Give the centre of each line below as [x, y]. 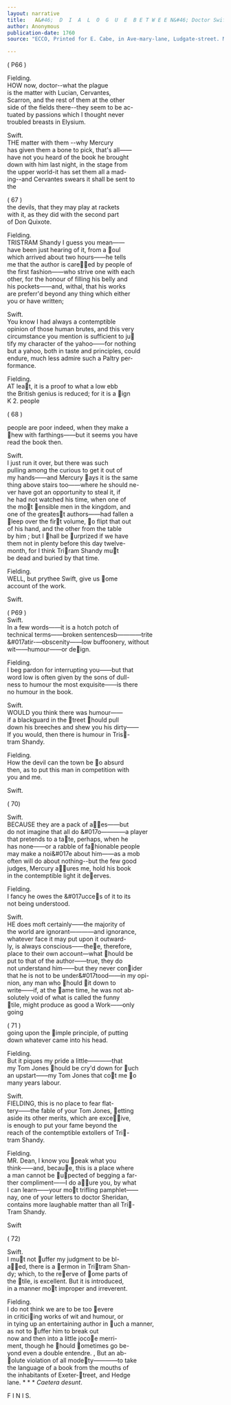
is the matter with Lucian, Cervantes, [59, 93]
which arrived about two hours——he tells [67, 257]
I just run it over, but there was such [58, 463]
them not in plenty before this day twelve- [66, 543]
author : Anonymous [33, 26]
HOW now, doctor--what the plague [58, 85]
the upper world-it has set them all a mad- [67, 172]
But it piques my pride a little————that [65, 1061]
